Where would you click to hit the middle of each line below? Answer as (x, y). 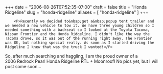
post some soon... (23, 66)
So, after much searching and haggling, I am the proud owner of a (71, 56)
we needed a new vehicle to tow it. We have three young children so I (80, 25)
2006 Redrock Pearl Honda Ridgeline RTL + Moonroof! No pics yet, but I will (82, 61)
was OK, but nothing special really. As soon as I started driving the (80, 43)
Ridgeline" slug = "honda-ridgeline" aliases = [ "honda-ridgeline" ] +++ (77, 12)
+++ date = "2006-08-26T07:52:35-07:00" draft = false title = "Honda (76, 7)
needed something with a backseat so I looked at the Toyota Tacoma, (78, 30)
